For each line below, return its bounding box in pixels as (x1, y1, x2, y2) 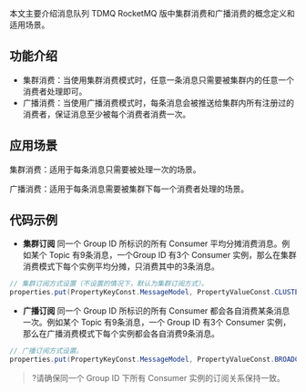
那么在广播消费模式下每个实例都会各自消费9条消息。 (22, 328, 220, 339)
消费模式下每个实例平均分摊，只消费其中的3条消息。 (22, 261, 220, 272)
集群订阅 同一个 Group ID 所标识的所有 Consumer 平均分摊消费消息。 (22, 238, 282, 249)
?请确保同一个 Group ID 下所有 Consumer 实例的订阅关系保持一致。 (31, 372, 285, 383)
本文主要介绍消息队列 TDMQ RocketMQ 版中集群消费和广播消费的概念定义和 (9, 8, 295, 18)
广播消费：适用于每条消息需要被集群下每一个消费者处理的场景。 (9, 183, 249, 194)
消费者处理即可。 (22, 86, 87, 97)
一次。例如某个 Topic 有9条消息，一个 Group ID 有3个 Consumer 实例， (22, 317, 291, 328)
